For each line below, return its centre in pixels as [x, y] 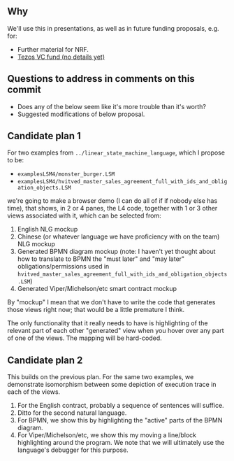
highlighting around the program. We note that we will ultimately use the [121, 443]
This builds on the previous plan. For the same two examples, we [101, 377]
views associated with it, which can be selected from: [85, 215]
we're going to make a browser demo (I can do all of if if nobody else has [112, 201]
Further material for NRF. [53, 49]
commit [24, 90]
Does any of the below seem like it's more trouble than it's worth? [111, 106]
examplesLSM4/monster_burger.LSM [66, 174]
